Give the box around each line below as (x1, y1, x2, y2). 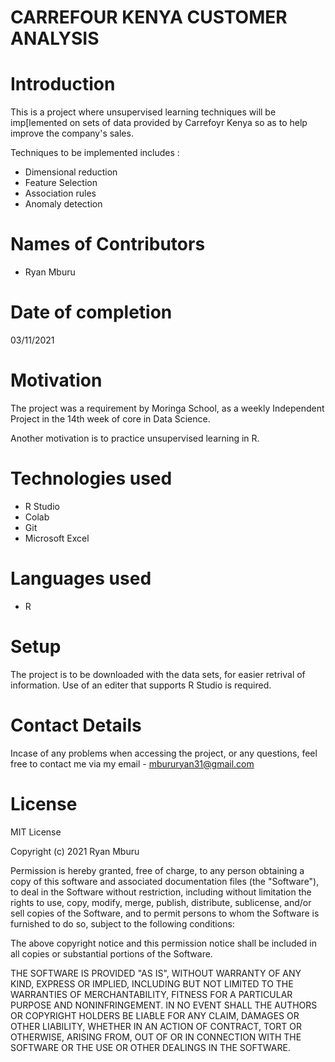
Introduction (10, 73, 116, 96)
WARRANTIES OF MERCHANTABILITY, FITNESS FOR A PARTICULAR (10, 988, 293, 1000)
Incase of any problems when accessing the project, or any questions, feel (10, 747, 318, 759)
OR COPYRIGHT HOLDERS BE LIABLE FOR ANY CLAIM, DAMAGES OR (10, 1009, 300, 1021)
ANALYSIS (10, 27, 100, 50)
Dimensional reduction (24, 166, 118, 178)
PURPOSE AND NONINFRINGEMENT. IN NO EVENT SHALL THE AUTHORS (10, 999, 318, 1011)
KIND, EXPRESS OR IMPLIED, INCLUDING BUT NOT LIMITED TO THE (10, 977, 294, 990)
